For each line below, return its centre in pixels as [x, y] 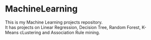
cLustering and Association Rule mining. [60, 32]
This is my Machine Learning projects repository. [54, 22]
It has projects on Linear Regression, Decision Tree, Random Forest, [73, 27]
